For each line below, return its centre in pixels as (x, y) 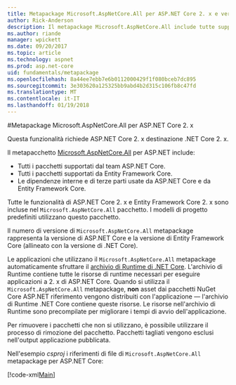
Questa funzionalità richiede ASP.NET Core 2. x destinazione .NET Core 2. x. (118, 138)
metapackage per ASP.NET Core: (55, 361)
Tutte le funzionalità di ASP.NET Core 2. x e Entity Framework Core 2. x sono (118, 202)
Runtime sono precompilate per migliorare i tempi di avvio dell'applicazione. (117, 311)
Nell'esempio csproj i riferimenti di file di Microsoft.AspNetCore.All (104, 353)
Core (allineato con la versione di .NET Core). (73, 245)
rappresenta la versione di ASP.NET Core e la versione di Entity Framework (116, 238)
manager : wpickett (34, 40)
